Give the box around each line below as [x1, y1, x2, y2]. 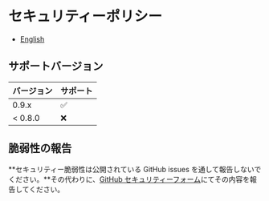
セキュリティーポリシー [8, 7, 163, 26]
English [19, 34, 45, 44]
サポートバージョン [8, 59, 104, 73]
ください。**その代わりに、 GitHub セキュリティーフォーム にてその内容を [8, 174, 251, 184]
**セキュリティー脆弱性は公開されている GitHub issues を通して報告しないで [8, 164, 262, 174]
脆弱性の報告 [8, 142, 72, 155]
